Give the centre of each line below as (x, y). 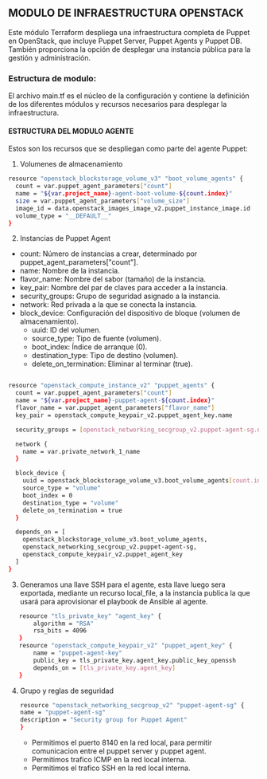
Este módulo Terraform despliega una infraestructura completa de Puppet (129, 32)
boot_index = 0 (48, 495)
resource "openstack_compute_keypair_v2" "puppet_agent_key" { (126, 646)
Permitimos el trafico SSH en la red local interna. (111, 768)
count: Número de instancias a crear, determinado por (108, 254)
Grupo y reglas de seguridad (66, 690)
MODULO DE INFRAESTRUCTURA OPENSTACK (126, 13)
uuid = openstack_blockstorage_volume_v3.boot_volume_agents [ (128, 481)
